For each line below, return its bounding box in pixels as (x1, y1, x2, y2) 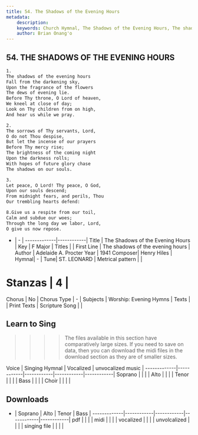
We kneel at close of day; (6, 101, 72, 107)
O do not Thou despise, (6, 133, 65, 139)
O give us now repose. (6, 226, 62, 232)
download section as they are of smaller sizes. (64, 353, 177, 360)
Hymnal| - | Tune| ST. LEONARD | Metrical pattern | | (14, 255, 143, 262)
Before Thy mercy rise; (6, 144, 65, 150)
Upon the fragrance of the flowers (6, 84, 94, 90)
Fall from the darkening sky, (6, 79, 81, 85)
